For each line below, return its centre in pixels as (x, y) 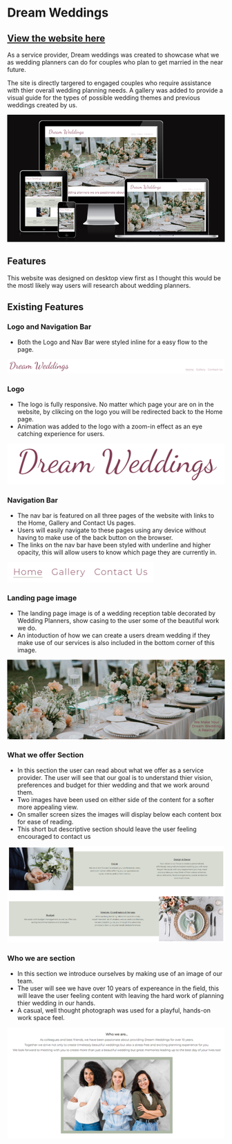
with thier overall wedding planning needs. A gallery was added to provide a (115, 90)
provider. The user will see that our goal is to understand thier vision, (115, 777)
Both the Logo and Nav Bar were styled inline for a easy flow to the (113, 342)
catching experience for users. (61, 433)
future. (17, 70)
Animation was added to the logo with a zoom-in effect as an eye (109, 426)
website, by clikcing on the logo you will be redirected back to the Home (120, 411)
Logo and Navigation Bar (49, 327)
